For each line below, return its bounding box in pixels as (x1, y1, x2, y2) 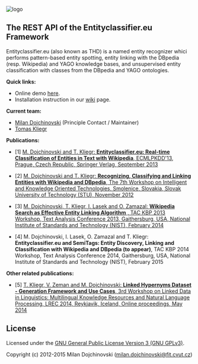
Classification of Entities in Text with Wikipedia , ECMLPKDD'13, (14, 154, 174, 161)
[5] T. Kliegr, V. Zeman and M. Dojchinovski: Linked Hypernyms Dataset (14, 281, 191, 288)
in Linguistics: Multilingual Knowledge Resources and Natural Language (14, 293, 190, 301)
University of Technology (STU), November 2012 (14, 191, 134, 198)
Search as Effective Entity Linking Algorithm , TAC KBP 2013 (14, 209, 166, 216)
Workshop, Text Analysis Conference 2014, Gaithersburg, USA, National (14, 252, 191, 259)
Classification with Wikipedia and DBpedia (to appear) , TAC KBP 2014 (14, 245, 190, 253)
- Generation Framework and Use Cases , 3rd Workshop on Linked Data (14, 288, 191, 295)
